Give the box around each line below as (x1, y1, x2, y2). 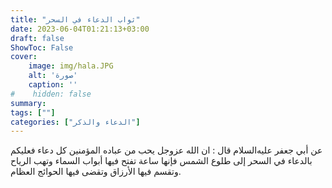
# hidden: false (10, 89, 92, 99)
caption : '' (28, 80, 78, 90)
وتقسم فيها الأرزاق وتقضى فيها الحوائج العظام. (10, 166, 182, 178)
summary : (10, 98, 47, 108)
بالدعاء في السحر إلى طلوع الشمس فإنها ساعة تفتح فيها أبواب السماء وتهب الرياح (10, 155, 313, 167)
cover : (10, 52, 38, 62)
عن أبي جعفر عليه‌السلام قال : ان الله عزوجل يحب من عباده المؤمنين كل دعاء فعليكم (10, 144, 323, 156)
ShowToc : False (10, 42, 74, 53)
